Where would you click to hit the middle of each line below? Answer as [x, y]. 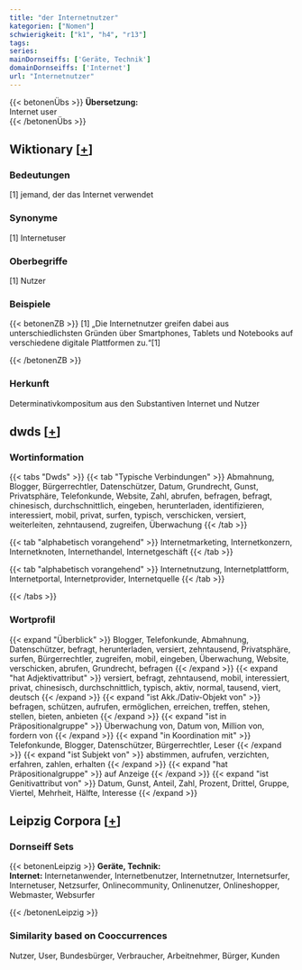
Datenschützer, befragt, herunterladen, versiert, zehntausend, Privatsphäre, [150, 649]
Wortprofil [32, 620]
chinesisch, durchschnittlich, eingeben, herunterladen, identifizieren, [137, 506]
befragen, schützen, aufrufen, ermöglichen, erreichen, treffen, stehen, [140, 706]
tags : [19, 43]
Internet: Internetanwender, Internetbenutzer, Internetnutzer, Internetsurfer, [150, 876]
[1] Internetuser [38, 238]
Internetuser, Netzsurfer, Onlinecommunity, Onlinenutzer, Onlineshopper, [145, 885]
